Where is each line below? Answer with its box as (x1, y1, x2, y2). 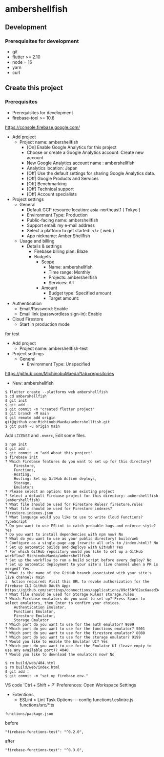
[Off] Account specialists (26, 191, 77, 197)
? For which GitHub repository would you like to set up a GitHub (5, 549, 143, 554)
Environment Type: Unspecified (26, 361, 90, 367)
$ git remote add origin (5, 415, 56, 420)
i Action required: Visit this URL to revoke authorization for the (5, 579, 150, 584)
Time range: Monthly (48, 269, 91, 275)
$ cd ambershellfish (5, 393, 47, 399)
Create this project (5, 84, 63, 92)
